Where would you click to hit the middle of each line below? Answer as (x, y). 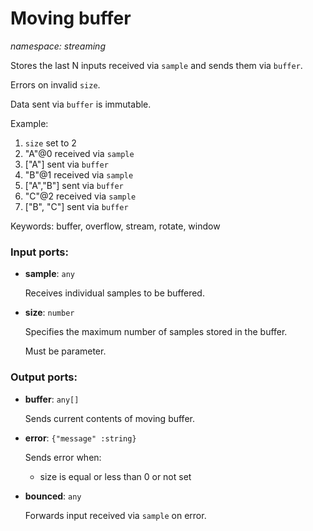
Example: (29, 123)
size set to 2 (50, 143)
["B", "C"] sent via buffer (76, 206)
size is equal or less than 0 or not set (115, 476)
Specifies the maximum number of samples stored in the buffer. (156, 332)
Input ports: (39, 252)
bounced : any (53, 496)
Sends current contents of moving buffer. (109, 418)
